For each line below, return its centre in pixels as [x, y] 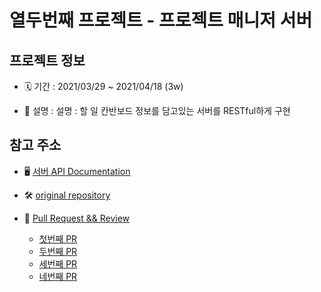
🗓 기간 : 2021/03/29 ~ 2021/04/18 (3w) [103, 86]
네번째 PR [58, 276]
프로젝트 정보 [47, 60]
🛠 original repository [67, 195]
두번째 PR [58, 251]
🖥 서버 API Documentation [77, 171]
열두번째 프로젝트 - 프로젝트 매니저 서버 [161, 20]
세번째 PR [58, 263]
